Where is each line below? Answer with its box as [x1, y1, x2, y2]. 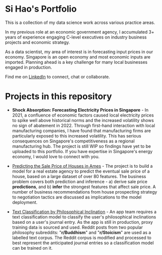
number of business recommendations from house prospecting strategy [12, 189, 158, 195]
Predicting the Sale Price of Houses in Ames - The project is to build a [12, 163, 153, 169]
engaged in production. [5, 64, 52, 70]
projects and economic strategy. [5, 39, 70, 45]
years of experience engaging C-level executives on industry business [5, 34, 147, 40]
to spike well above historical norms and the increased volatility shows [12, 117, 154, 123]
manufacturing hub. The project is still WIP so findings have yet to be [12, 143, 151, 149]
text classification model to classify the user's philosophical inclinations [12, 214, 156, 220]
